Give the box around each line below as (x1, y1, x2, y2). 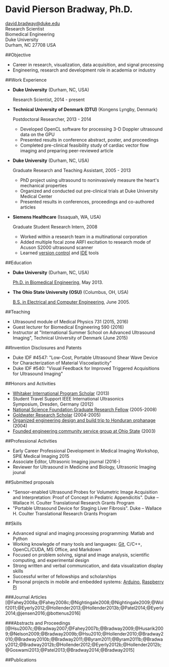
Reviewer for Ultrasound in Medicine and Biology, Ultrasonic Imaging (12, 463, 156, 470)
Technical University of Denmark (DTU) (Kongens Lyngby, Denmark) (12, 106, 158, 112)
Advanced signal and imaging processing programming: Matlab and (12, 530, 154, 536)
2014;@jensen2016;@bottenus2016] (5, 610, 81, 616)
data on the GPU (20, 131, 55, 138)
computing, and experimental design (12, 557, 90, 563)
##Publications (5, 656, 37, 663)
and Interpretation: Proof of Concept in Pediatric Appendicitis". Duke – (12, 494, 159, 501)
